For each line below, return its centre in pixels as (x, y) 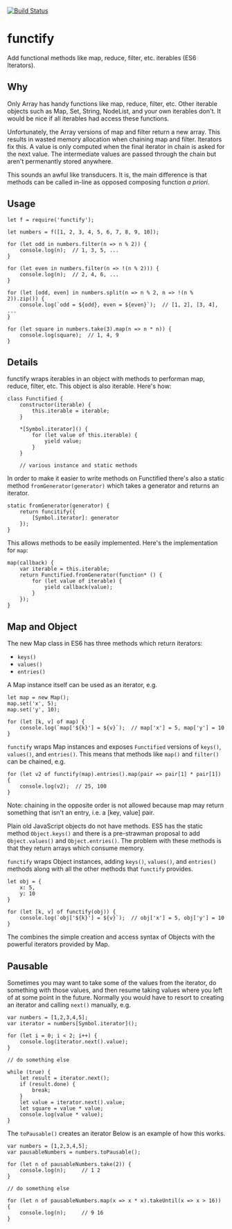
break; (42, 1090)
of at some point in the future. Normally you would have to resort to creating (116, 997)
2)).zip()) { (26, 299)
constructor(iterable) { (55, 405)
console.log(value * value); (62, 1115)
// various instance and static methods (79, 466)
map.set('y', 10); (34, 710)
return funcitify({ (48, 512)
